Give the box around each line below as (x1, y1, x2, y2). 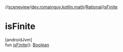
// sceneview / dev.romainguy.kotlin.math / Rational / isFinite (5, 4, 118, 10)
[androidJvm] (5, 37, 33, 42)
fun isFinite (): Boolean (5, 42, 50, 48)
